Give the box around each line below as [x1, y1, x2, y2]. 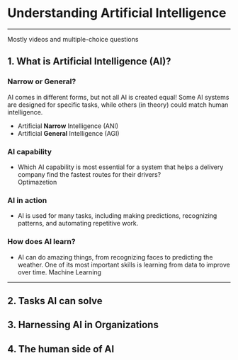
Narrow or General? [7, 76, 76, 86]
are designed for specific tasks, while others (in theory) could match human [7, 100, 229, 109]
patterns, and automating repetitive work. [17, 219, 139, 228]
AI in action [7, 195, 47, 205]
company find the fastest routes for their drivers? [17, 170, 161, 178]
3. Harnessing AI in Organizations [7, 319, 159, 331]
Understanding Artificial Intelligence [7, 5, 227, 21]
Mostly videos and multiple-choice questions [7, 35, 139, 43]
